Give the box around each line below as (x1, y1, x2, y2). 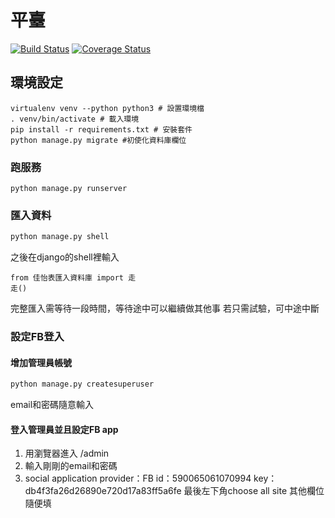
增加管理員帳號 (10, 356, 72, 368)
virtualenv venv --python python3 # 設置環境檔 (10, 103, 205, 113)
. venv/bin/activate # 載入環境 (10, 114, 140, 124)
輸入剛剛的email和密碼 (24, 460, 118, 472)
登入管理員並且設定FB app (10, 423, 119, 435)
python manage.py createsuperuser (10, 379, 155, 390)
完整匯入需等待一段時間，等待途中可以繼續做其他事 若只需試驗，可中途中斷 (10, 302, 320, 315)
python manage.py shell (10, 232, 110, 242)
